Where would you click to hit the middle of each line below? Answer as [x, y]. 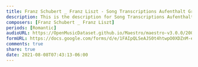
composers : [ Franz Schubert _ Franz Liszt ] [60, 22]
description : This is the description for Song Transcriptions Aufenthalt [100, 17]
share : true [21, 50]
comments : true [25, 44]
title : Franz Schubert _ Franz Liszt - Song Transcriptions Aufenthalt [96, 11]
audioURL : [18, 33]
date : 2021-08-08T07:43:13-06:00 [47, 55]
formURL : [17, 38]
